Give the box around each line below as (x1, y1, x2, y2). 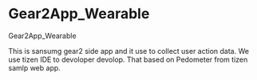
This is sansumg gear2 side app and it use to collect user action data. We (8, 46, 250, 55)
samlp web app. (8, 63, 61, 72)
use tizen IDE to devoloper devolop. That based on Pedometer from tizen (8, 55, 248, 64)
